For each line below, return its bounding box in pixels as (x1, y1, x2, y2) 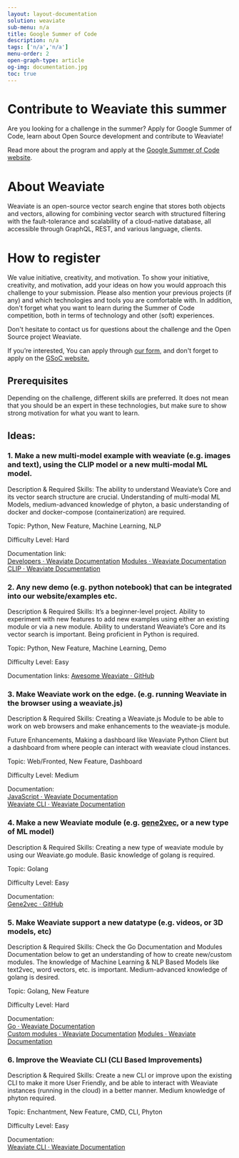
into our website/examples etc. (7, 591, 118, 601)
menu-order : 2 (7, 51, 50, 58)
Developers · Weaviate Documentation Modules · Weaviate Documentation (7, 557, 227, 565)
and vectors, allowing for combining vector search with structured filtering (7, 210, 226, 218)
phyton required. (7, 1094, 57, 1102)
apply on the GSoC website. (7, 354, 90, 362)
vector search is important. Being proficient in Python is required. (7, 630, 200, 639)
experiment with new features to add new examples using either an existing (7, 615, 230, 624)
